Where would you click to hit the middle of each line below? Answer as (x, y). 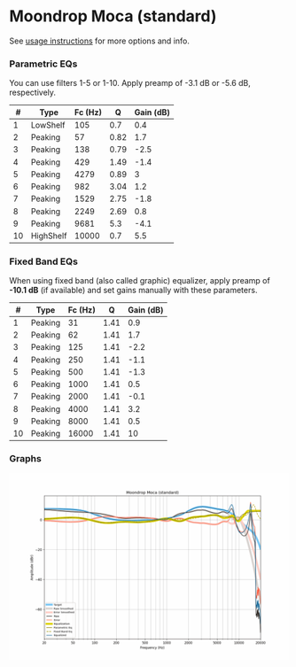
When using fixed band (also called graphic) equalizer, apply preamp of (140, 281)
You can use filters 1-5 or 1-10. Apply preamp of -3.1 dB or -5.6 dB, (130, 83)
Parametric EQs (43, 64)
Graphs (25, 459)
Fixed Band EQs (43, 261)
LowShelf (48, 125)
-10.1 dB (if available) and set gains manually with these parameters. (133, 291)
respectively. (32, 93)
